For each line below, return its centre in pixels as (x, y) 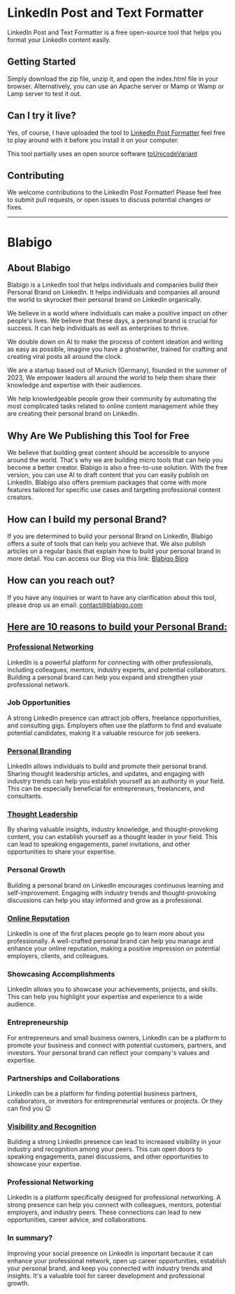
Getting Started (42, 62)
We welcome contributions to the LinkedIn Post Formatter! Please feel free (114, 192)
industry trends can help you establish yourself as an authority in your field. (116, 781)
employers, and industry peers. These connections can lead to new (104, 1212)
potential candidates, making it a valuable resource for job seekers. (104, 733)
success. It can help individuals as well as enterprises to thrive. (98, 328)
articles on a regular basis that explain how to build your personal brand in (114, 551)
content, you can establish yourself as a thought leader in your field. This (113, 837)
